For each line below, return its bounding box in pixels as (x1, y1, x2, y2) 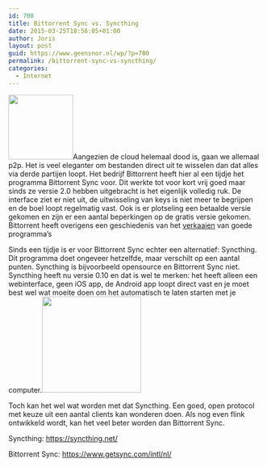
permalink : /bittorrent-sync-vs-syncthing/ (8, 57, 157, 65)
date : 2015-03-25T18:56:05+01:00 (8, 27, 121, 35)
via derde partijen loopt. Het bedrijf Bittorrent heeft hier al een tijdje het (8, 169, 244, 179)
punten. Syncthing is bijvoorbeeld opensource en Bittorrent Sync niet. (8, 262, 240, 271)
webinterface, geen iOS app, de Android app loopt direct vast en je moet (8, 279, 249, 288)
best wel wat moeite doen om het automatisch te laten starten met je (8, 288, 236, 297)
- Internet (15, 72, 52, 80)
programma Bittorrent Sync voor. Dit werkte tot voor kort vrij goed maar (8, 177, 246, 187)
